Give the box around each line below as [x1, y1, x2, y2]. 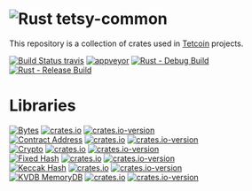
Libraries [9, 95, 76, 116]
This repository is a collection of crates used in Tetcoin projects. [9, 38, 244, 49]
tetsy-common [56, 9, 168, 29]
